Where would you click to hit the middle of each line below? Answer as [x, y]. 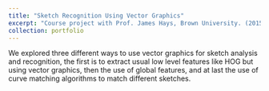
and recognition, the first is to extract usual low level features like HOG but [131, 61]
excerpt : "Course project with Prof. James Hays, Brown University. [125, 23]
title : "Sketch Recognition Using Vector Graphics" [96, 16]
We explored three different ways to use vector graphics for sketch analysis [133, 53]
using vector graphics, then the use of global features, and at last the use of [133, 70]
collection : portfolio [46, 30]
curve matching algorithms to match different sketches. [100, 79]
